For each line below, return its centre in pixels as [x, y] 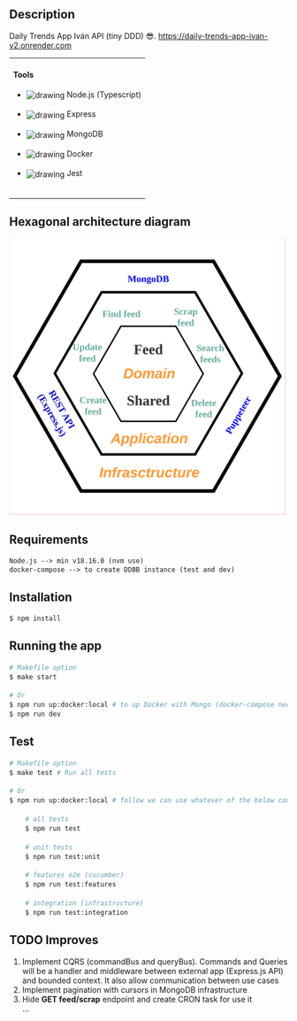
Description [42, 15]
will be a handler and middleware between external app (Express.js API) [153, 971]
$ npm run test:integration [76, 912]
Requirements [49, 539]
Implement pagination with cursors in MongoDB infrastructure [134, 989]
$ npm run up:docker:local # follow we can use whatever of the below [142, 801]
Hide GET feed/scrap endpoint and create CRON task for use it [137, 999]
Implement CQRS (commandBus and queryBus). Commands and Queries [155, 961]
